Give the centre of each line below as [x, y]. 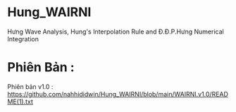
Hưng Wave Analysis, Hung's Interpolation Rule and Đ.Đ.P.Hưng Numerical [116, 31]
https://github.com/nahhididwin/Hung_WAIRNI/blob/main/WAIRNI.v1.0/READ [118, 94]
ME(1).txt [20, 101]
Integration [23, 38]
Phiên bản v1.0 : [30, 86]
